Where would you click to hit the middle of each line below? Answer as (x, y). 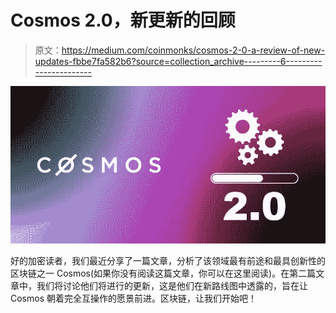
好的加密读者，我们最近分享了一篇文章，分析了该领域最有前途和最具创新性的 (168, 260)
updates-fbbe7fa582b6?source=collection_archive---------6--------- (178, 61)
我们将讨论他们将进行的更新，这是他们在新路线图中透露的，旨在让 (172, 285)
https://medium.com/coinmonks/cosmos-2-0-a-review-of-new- (193, 50)
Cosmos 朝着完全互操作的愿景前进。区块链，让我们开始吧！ (133, 298)
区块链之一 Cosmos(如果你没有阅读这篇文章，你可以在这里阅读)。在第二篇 (163, 273)
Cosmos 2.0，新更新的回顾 (123, 20)
